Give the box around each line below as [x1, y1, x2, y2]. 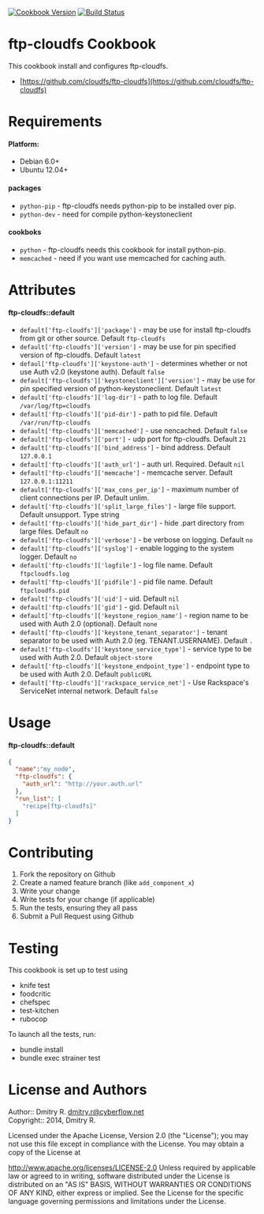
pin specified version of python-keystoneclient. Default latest [19, 384, 222, 394]
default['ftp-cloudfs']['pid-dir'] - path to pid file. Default [19, 409, 218, 419]
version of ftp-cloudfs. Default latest [19, 350, 142, 360]
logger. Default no [19, 552, 77, 561]
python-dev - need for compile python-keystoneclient [19, 209, 193, 219]
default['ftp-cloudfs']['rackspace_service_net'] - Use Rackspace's [19, 678, 250, 688]
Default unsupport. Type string [19, 510, 120, 519]
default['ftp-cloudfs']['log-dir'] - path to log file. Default [19, 392, 218, 402]
